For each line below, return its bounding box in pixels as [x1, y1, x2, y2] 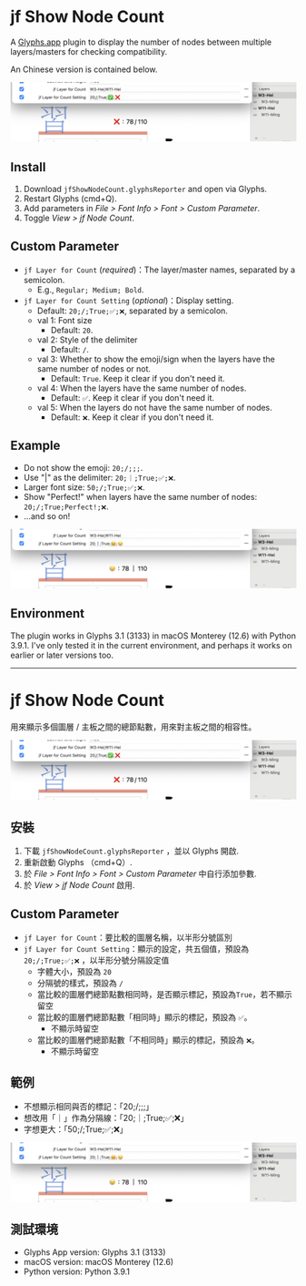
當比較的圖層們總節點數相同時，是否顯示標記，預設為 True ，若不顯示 [36, 988, 293, 999]
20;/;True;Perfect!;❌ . [23, 501, 109, 512]
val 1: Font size [36, 314, 93, 325]
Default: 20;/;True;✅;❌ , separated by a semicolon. [36, 305, 228, 316]
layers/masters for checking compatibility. [10, 46, 167, 56]
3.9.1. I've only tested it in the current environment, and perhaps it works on [10, 639, 293, 650]
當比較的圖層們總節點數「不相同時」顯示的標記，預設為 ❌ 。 [36, 1034, 260, 1045]
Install [10, 159, 46, 175]
